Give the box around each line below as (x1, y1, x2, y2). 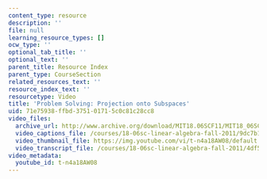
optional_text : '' (8, 56, 69, 64)
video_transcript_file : (15, 144, 94, 152)
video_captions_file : (15, 129, 87, 137)
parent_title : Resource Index (8, 63, 109, 71)
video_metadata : (8, 151, 62, 159)
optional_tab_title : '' (8, 48, 87, 56)
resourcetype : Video (8, 93, 77, 101)
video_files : (8, 115, 52, 123)
